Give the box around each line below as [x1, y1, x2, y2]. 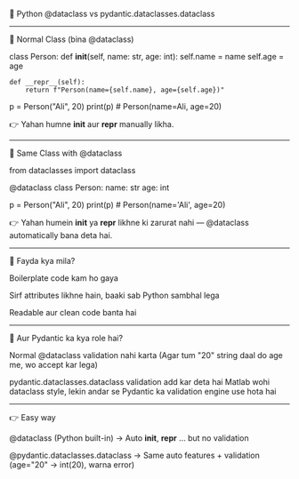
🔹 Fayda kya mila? [9, 256, 76, 266]
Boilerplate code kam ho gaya [9, 273, 118, 283]
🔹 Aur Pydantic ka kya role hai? [9, 333, 123, 343]
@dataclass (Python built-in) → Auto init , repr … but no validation [9, 433, 249, 443]
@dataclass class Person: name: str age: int [9, 182, 170, 193]
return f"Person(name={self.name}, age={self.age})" [25, 85, 225, 94]
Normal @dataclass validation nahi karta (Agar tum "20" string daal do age [9, 350, 283, 360]
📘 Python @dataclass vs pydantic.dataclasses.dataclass [9, 9, 215, 19]
